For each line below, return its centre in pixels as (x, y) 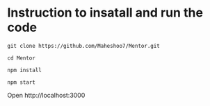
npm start (22, 82)
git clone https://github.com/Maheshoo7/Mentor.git (83, 46)
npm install (24, 70)
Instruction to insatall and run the (105, 13)
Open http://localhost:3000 (46, 95)
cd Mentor (22, 58)
